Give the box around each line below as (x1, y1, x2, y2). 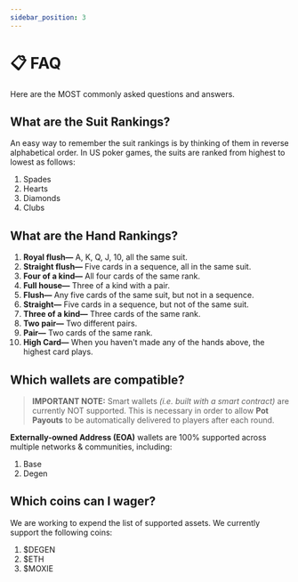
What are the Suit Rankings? (10, 114, 171, 129)
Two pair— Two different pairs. (22, 318, 138, 329)
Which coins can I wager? (10, 494, 157, 509)
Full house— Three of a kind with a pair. (22, 280, 170, 291)
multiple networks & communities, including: (10, 441, 173, 452)
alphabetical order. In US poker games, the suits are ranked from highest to (10, 148, 286, 158)
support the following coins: (10, 527, 113, 538)
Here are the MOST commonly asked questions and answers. (10, 88, 235, 99)
